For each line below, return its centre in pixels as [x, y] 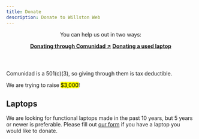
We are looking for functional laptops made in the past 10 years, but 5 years [99, 118]
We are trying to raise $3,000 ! [43, 85]
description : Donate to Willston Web [53, 17]
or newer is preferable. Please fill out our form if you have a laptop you [93, 125]
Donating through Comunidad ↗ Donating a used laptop [101, 46]
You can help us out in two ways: [101, 34]
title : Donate [24, 12]
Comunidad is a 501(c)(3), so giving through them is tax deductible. [89, 73]
